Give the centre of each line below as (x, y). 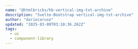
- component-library (32, 39)
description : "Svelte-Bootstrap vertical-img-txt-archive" (70, 15)
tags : (11, 29)
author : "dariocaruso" (29, 19)
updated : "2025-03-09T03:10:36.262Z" (45, 24)
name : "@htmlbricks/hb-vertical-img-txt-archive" (59, 10)
